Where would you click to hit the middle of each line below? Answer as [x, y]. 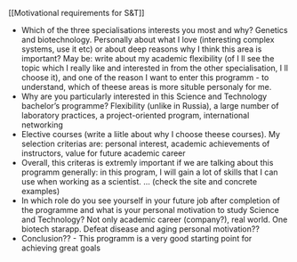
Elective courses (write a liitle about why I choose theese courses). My [151, 134]
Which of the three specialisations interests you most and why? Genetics [154, 30]
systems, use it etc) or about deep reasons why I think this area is [141, 49]
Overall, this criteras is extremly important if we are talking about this [147, 163]
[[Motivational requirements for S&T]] [76, 13]
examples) [40, 191]
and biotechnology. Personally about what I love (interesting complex [148, 40]
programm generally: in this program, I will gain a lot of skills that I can [149, 172]
